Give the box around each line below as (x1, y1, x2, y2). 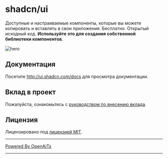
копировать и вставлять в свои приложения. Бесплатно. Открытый (5, 25, 149, 31)
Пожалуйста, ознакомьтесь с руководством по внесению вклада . (5, 101, 146, 107)
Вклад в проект (5, 88, 56, 96)
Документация (5, 60, 56, 68)
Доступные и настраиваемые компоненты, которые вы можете (5, 20, 141, 26)
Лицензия (5, 115, 38, 124)
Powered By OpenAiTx (5, 143, 51, 149)
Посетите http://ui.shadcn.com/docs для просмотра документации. (5, 73, 148, 79)
